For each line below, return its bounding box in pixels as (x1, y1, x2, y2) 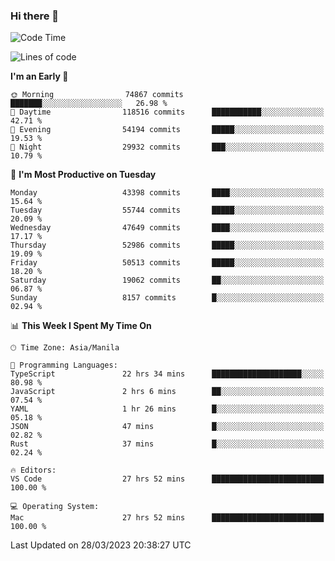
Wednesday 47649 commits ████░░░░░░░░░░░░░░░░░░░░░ (10, 223, 325, 233)
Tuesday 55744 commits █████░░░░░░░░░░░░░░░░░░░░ (10, 205, 325, 216)
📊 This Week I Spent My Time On (10, 320, 152, 332)
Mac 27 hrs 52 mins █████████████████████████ (10, 513, 325, 523)
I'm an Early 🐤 (10, 70, 69, 83)
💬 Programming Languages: (10, 360, 118, 371)
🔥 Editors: (10, 465, 57, 476)
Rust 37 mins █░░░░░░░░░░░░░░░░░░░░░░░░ (10, 439, 325, 449)
